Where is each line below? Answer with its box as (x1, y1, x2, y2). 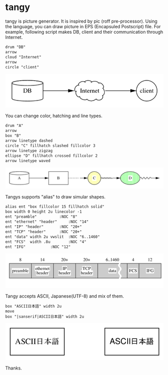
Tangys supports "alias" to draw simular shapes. (5, 194, 106, 200)
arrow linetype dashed (5, 138, 53, 143)
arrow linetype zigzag (5, 148, 53, 153)
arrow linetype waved (5, 158, 51, 163)
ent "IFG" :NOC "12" (5, 244, 71, 250)
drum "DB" (5, 44, 26, 49)
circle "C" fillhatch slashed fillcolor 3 (5, 143, 96, 148)
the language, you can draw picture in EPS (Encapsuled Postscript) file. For (5, 23, 161, 29)
